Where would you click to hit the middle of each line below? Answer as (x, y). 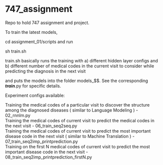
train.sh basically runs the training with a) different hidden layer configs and (81, 60)
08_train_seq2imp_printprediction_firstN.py (49, 157)
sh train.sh (16, 51)
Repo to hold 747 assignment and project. (47, 23)
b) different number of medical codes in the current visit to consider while (80, 66)
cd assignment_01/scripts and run (39, 41)
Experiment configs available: (35, 95)
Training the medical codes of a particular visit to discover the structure (77, 105)
